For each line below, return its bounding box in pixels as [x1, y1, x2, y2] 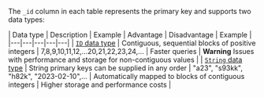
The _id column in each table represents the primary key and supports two [8, 7, 251, 16]
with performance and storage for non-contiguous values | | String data [8, 55, 243, 64]
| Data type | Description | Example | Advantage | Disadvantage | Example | [8, 31, 252, 39]
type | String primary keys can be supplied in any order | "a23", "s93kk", [8, 63, 243, 73]
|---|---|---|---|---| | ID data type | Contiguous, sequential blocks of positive [8, 38, 256, 48]
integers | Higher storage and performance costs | [8, 80, 172, 89]
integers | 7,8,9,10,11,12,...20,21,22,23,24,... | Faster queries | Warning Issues [8, 47, 255, 56]
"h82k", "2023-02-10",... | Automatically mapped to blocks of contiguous [8, 72, 245, 81]
